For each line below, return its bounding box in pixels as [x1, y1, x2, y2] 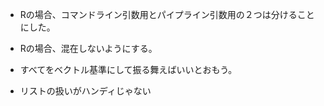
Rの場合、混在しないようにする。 [19, 43, 158, 54]
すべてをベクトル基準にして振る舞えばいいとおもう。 [19, 64, 238, 75]
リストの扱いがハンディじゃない [19, 85, 152, 97]
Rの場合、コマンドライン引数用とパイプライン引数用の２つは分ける [19, 9, 298, 20]
